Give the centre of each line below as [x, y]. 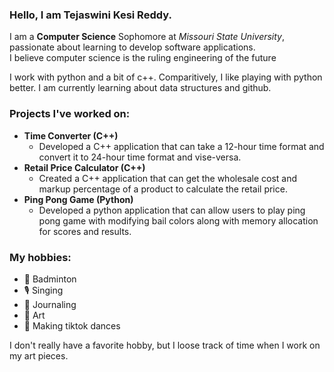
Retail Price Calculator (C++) [84, 167]
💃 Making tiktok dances [72, 325]
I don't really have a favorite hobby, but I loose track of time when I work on [165, 345]
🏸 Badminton [50, 279]
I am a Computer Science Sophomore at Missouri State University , [147, 37]
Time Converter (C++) [71, 135]
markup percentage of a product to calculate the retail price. [163, 189]
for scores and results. [85, 231]
